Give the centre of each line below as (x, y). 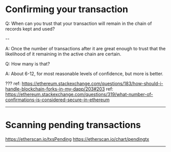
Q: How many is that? (27, 64)
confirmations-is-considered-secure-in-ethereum (58, 100)
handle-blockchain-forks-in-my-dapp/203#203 (55, 89)
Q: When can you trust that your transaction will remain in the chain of (79, 23)
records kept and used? (30, 28)
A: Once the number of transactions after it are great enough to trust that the (85, 48)
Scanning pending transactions (73, 125)
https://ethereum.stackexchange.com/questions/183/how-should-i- (92, 83)
